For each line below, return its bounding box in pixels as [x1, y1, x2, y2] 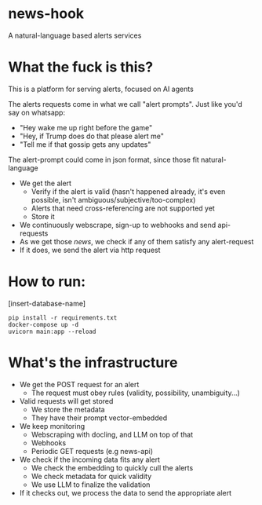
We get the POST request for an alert [19, 379, 140, 389]
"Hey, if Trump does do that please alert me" [19, 131, 165, 141]
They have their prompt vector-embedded [31, 413, 167, 423]
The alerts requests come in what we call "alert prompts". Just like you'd [8, 99, 243, 108]
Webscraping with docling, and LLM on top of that [31, 430, 194, 439]
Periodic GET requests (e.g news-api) [31, 446, 153, 456]
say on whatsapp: [8, 108, 65, 117]
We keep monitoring [19, 421, 85, 430]
